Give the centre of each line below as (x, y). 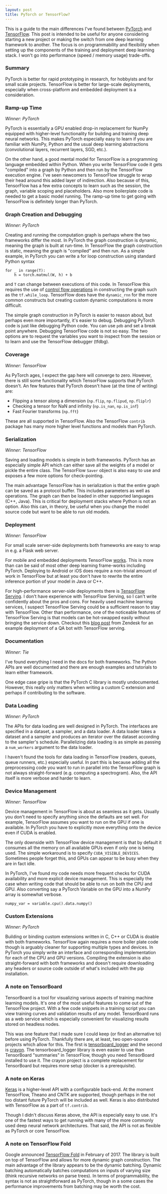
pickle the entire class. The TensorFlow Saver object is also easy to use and (83, 470)
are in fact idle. (20, 864)
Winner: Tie (17, 652)
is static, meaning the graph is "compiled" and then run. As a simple (75, 251)
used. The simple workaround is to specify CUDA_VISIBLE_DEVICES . (73, 853)
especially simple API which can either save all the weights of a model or (80, 465)
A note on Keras (25, 1078)
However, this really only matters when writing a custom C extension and (80, 687)
